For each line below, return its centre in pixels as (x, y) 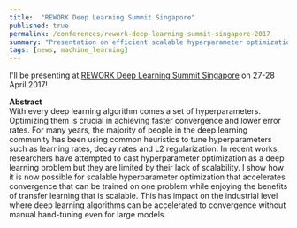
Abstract (26, 102)
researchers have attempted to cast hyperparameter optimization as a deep (147, 158)
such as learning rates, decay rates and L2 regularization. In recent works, (145, 149)
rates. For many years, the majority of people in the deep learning (129, 130)
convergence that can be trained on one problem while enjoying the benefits (148, 186)
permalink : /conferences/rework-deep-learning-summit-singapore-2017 (140, 34)
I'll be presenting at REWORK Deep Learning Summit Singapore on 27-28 (142, 75)
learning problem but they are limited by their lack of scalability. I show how (147, 168)
